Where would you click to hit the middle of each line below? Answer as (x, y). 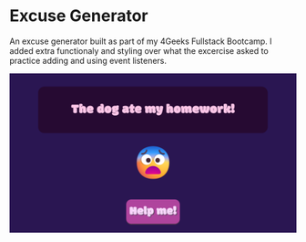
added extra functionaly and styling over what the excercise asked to (139, 50)
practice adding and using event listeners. (88, 60)
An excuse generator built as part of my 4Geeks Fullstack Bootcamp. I (141, 41)
